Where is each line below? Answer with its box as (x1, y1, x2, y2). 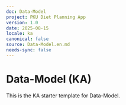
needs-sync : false (6, 47, 51, 53)
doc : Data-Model (6, 8, 46, 15)
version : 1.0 (6, 19, 38, 25)
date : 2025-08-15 (6, 25, 49, 31)
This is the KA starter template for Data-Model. (6, 92, 120, 99)
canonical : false (6, 36, 49, 42)
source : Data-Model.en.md (6, 42, 70, 48)
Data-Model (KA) (6, 72, 92, 86)
